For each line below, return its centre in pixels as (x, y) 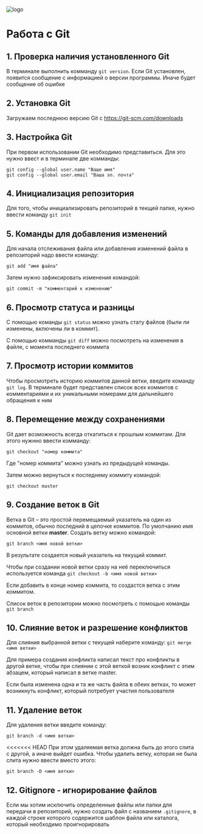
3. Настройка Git (40, 137)
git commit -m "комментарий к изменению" (60, 289)
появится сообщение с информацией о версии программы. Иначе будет (101, 77)
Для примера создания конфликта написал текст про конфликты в (93, 660)
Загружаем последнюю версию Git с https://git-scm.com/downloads (95, 118)
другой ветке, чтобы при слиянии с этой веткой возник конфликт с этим (101, 666)
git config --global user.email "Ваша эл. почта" (71, 175)
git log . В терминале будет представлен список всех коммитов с (92, 387)
